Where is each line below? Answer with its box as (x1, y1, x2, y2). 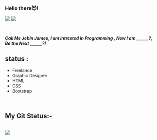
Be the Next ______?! (5, 40, 46, 46)
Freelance (12, 68, 33, 73)
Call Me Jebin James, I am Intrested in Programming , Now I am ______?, (5, 35, 153, 41)
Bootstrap (12, 88, 32, 94)
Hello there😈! (5, 5, 39, 12)
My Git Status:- (5, 112, 52, 120)
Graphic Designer (12, 73, 48, 79)
